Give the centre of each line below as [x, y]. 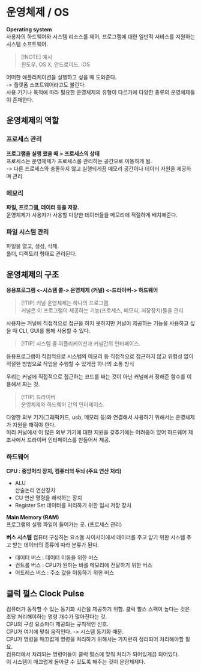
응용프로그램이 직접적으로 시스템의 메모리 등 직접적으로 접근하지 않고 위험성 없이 [100, 356]
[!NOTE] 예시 [37, 57]
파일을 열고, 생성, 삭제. [32, 246]
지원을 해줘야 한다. [34, 425]
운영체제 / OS [38, 12]
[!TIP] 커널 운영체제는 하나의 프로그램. [65, 303]
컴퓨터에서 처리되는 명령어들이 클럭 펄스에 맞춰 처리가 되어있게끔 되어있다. [93, 654]
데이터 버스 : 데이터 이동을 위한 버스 [56, 558]
